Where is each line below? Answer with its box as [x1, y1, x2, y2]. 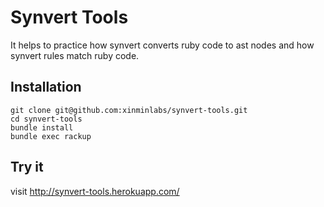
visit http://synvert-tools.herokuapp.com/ [10, 185, 180, 197]
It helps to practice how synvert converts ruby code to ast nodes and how [10, 39, 315, 51]
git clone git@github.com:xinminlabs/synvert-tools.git [10, 105, 248, 115]
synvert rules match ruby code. [10, 49, 140, 61]
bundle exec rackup [10, 131, 92, 141]
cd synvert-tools [10, 114, 83, 124]
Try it [10, 159, 44, 176]
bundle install [10, 122, 74, 133]
